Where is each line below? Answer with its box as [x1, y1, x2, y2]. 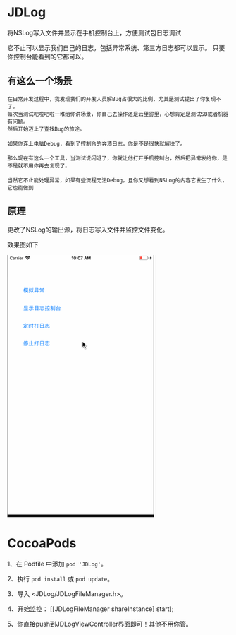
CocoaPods [7, 535, 77, 551]
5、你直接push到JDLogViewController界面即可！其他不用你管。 [7, 619, 192, 628]
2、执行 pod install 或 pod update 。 [7, 574, 114, 583]
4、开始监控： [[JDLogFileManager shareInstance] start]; [7, 605, 174, 613]
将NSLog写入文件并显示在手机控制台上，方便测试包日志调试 [7, 28, 182, 37]
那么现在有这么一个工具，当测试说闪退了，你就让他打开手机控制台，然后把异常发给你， [7, 155, 223, 162]
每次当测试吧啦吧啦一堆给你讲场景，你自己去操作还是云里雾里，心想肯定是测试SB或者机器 [7, 110, 229, 117]
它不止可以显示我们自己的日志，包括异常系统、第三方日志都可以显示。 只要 [7, 43, 225, 52]
